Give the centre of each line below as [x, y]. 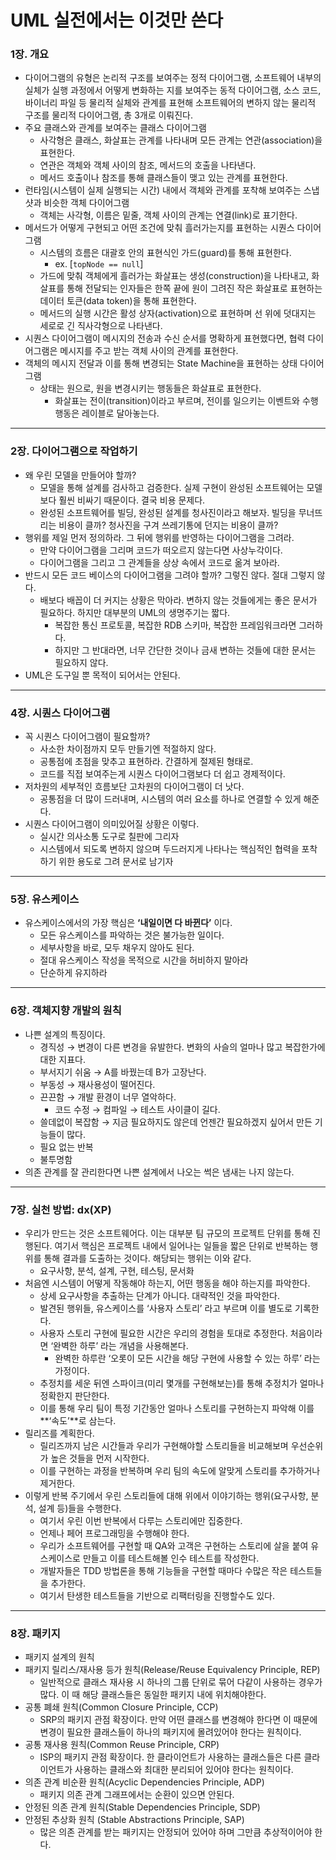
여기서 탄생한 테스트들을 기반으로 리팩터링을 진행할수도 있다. [157, 1595]
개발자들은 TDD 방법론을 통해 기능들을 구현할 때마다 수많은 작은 [163, 1570]
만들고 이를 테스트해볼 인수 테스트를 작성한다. [171, 1558]
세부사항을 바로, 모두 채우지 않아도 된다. [117, 948]
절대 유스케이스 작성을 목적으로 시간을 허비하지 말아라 [144, 960]
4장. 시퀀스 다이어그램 [60, 713]
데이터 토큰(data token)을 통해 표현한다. [118, 301]
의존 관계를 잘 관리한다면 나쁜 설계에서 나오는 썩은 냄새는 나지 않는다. [159, 1172]
